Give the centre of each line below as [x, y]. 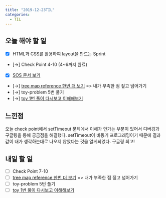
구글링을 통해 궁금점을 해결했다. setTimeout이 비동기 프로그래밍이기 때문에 [78, 135]
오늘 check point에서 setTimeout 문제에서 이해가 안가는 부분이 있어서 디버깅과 [82, 129]
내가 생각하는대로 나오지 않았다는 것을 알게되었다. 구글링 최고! [75, 142]
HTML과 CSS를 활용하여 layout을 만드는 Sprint [59, 54]
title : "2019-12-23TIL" [30, 10]
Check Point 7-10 [30, 171]
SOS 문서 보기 [26, 75]
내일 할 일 [19, 159]
